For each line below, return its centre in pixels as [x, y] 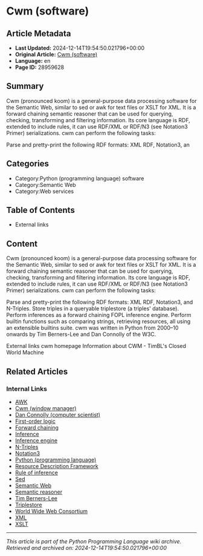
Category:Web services [44, 191]
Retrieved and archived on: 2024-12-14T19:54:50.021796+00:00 [87, 548]
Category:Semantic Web [46, 185]
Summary [25, 86]
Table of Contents [41, 210]
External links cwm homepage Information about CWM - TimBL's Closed [96, 346]
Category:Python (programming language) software [79, 178]
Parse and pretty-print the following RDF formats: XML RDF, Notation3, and [100, 302]
